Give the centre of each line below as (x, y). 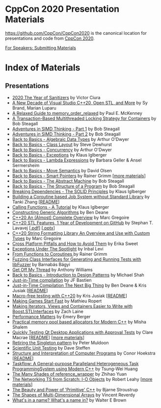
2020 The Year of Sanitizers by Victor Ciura (56, 97)
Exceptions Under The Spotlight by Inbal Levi (58, 248)
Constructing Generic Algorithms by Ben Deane (60, 212)
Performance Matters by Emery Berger (51, 316)
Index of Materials (43, 68)
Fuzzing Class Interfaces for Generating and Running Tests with (77, 259)
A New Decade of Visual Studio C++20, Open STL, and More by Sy (80, 103)
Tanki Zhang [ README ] (36, 202)
